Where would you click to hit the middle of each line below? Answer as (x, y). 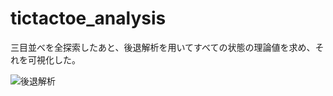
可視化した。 (54, 59)
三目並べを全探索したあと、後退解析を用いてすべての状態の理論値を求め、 (163, 47)
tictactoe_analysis (88, 18)
